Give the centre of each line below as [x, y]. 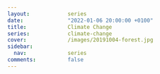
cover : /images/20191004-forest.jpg [80, 40]
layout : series [47, 14]
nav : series [50, 54]
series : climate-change [60, 33]
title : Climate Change [60, 27]
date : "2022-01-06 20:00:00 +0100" [80, 20]
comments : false [45, 60]
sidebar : [20, 47]
